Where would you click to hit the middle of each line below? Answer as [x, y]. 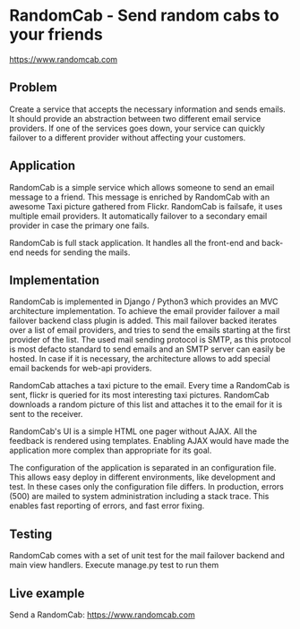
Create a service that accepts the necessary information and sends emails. [148, 109]
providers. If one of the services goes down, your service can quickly [137, 128]
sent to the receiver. [46, 414]
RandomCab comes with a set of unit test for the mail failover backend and [147, 556]
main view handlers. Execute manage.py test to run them [114, 565]
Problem [34, 87]
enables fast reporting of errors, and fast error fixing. [107, 506]
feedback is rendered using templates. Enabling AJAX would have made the [149, 441]
